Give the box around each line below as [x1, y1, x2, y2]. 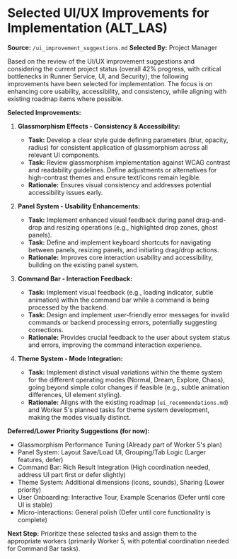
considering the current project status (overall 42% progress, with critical [7, 64, 221, 73]
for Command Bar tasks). [7, 544, 81, 553]
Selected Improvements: [7, 108, 81, 117]
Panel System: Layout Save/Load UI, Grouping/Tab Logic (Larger [17, 447, 207, 457]
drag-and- [195, 216, 226, 224]
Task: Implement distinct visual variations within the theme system [28, 367, 223, 376]
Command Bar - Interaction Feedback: [17, 274, 133, 283]
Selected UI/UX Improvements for [7, 5, 210, 21]
